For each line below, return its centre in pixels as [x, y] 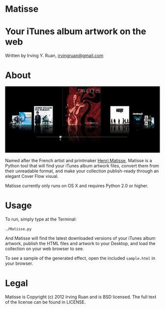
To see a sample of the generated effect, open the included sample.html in [80, 258]
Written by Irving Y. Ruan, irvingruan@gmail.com [54, 56]
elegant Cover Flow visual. [32, 176]
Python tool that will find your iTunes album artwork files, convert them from [82, 166]
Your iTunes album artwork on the [76, 32]
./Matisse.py [18, 229]
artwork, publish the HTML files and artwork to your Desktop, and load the [80, 244]
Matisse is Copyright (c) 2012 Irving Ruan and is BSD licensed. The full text [81, 297]
